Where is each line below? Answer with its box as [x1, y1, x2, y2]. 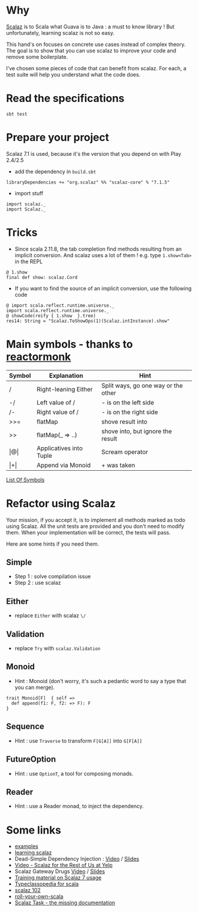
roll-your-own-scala [14, 893, 64, 900]
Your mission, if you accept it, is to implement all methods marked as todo [6, 516, 186, 523]
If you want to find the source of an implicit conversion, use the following [14, 284, 192, 292]
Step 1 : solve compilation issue [14, 573, 91, 580]
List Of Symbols [6, 476, 45, 483]
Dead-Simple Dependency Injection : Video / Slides [14, 855, 140, 862]
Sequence [6, 721, 45, 731]
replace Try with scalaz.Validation [14, 645, 101, 652]
